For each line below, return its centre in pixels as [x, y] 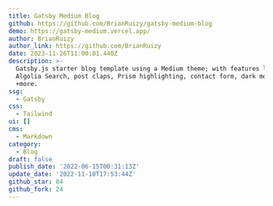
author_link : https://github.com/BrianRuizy [85, 46]
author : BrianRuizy [41, 39]
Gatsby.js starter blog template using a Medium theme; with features [138, 69]
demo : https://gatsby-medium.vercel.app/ [80, 31]
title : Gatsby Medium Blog [54, 16]
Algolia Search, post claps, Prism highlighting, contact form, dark [136, 76]
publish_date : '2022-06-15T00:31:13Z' [74, 167]
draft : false [30, 159]
